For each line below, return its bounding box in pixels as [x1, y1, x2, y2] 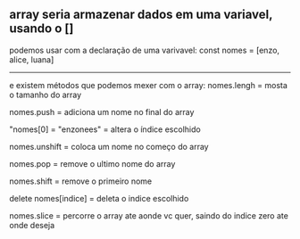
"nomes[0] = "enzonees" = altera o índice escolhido [9, 124, 201, 135]
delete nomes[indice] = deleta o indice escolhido [9, 193, 189, 203]
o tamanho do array [9, 89, 82, 100]
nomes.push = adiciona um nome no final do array [9, 106, 195, 117]
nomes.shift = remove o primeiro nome [9, 176, 153, 186]
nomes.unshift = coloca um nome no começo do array [9, 141, 209, 152]
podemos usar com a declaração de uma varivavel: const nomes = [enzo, [9, 45, 279, 55]
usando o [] [9, 21, 74, 37]
